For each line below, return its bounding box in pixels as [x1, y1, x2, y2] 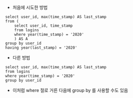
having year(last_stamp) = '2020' [5, 45, 78, 50]
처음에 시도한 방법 [12, 5, 48, 10]
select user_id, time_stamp [14, 23, 73, 28]
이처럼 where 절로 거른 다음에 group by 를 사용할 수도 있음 [12, 87, 128, 93]
